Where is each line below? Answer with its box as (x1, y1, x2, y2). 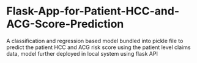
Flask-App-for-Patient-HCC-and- (6, 4, 179, 18)
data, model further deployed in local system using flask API (6, 50, 158, 57)
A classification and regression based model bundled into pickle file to (6, 37, 184, 44)
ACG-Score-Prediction (6, 17, 124, 31)
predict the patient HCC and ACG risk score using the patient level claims (6, 44, 191, 51)
